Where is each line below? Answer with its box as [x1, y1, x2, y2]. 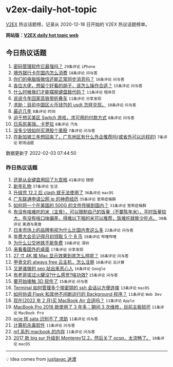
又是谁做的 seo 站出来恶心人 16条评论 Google [13, 266, 106, 272]
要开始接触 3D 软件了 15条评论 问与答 [13, 278, 88, 284]
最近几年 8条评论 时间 [13, 108, 56, 114]
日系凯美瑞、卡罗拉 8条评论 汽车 [13, 120, 79, 127]
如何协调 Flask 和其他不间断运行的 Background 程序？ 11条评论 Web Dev [13, 291, 162, 297]
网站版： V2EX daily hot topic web [6, 32, 79, 38]
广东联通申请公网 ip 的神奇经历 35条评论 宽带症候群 [13, 196, 116, 202]
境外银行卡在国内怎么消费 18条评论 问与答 [13, 69, 98, 75]
